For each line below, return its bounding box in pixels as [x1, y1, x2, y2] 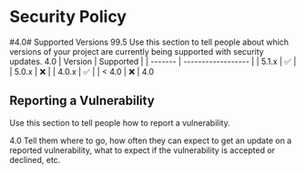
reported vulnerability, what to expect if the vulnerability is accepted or [9, 144, 276, 156]
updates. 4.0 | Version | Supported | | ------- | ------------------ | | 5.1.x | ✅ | [9, 56, 297, 67]
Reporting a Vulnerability [9, 93, 155, 108]
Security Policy [9, 6, 127, 27]
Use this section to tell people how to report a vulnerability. [9, 117, 230, 128]
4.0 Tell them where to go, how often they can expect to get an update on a [9, 135, 292, 146]
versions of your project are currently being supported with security [9, 46, 264, 56]
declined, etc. [9, 154, 61, 165]
